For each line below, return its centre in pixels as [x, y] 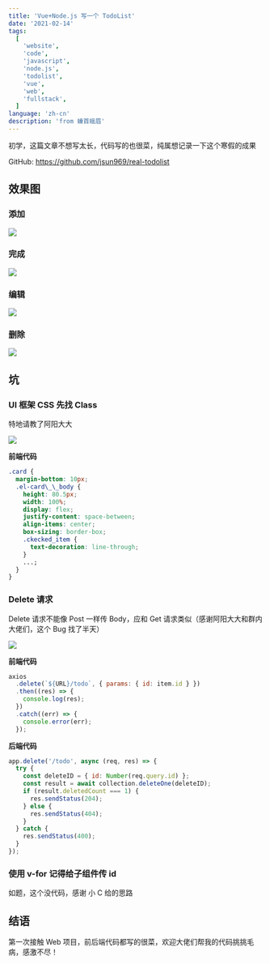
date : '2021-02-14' [41, 23]
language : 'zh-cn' [39, 114]
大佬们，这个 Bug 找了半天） [56, 629]
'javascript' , [46, 62]
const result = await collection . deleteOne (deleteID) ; [117, 784]
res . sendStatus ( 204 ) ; [66, 799]
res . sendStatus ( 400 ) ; [59, 836]
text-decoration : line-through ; [84, 547]
